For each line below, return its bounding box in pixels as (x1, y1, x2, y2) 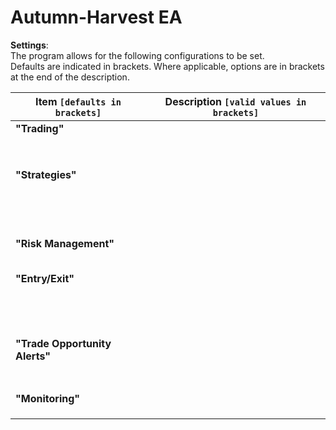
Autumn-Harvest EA (10, 6, 183, 29)
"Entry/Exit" (15, 271, 75, 285)
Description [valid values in (164, 94, 307, 108)
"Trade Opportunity (15, 336, 112, 350)
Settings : (10, 39, 49, 51)
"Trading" (15, 121, 65, 135)
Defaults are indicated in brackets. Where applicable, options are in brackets (10, 60, 325, 72)
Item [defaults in (34, 94, 122, 108)
